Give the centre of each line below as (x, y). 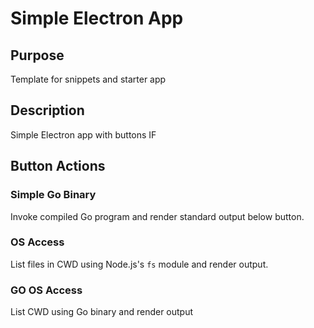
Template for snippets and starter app (88, 79)
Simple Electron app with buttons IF (83, 134)
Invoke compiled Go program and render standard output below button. (157, 216)
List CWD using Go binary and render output (102, 312)
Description (47, 110)
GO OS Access (46, 290)
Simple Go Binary (53, 195)
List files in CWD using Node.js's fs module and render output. (139, 264)
